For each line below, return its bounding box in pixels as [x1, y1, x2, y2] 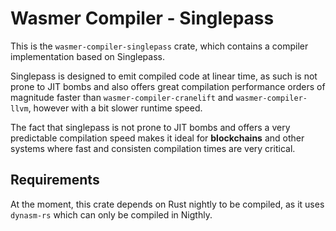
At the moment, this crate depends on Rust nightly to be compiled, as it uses [10, 198, 325, 210]
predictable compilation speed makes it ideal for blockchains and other [10, 132, 305, 144]
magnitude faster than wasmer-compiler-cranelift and [10, 91, 234, 103]
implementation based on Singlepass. [10, 50, 165, 62]
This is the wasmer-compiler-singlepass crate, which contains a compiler [10, 40, 309, 52]
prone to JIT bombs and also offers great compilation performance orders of [10, 80, 326, 92]
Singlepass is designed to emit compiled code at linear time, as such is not [10, 70, 318, 82]
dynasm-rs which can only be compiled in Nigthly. [10, 208, 213, 221]
